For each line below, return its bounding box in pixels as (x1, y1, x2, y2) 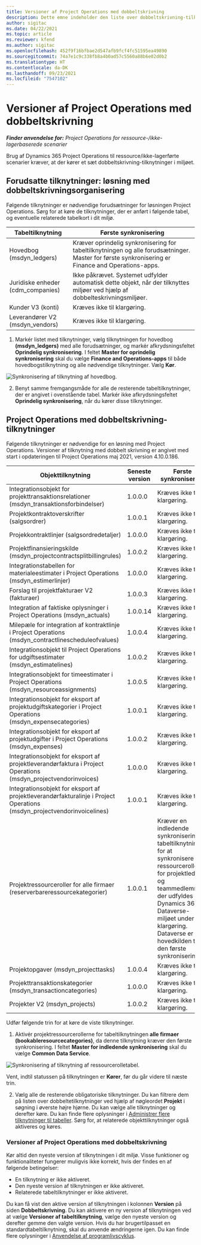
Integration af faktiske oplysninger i (9, 603, 109, 611)
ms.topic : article (6, 31, 52, 37)
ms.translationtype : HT (6, 59, 66, 65)
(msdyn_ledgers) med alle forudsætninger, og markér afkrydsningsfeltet (14, 342, 195, 349)
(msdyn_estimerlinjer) (9, 576, 71, 584)
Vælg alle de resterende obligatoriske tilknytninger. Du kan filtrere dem (14, 1091, 189, 1098)
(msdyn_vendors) (9, 320, 59, 329)
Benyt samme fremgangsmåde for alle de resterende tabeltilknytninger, (14, 384, 191, 392)
